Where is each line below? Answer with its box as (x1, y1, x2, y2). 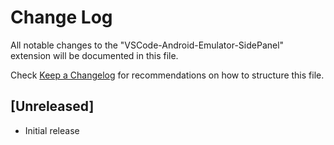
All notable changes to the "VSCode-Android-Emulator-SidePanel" (10, 39, 285, 51)
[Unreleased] (10, 98, 95, 115)
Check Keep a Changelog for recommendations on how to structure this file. (10, 69, 325, 81)
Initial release (24, 124, 80, 136)
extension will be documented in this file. (10, 49, 179, 61)
